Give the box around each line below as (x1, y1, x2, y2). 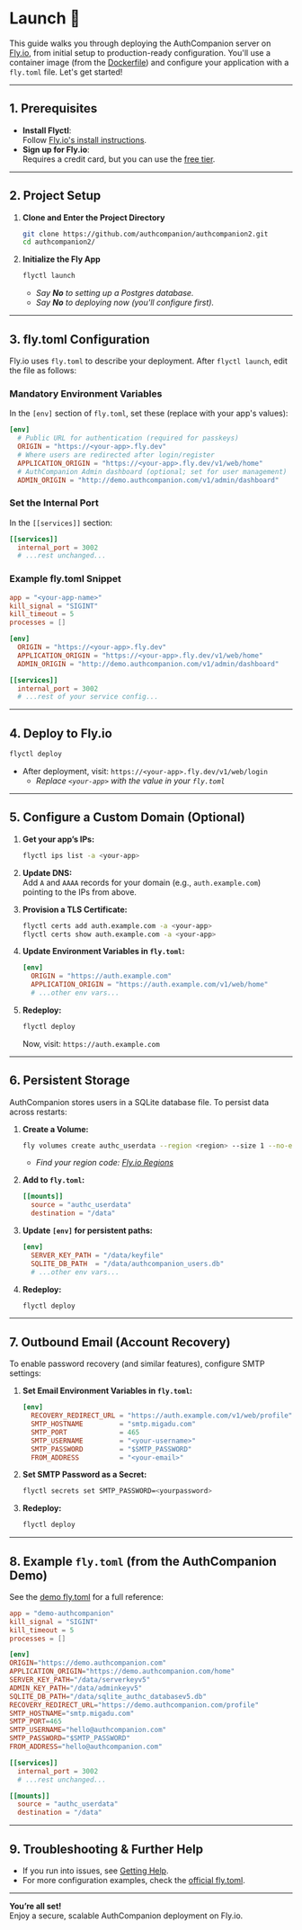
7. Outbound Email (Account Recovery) (9, 1335, 231, 1350)
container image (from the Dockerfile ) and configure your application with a (9, 57, 289, 67)
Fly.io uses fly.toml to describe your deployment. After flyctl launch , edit (9, 355, 288, 366)
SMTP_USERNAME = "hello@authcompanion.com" (9, 1726, 167, 1735)
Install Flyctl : (22, 125, 72, 136)
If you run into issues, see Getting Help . (22, 1865, 169, 1876)
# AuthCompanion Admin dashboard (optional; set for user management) (17, 467, 288, 476)
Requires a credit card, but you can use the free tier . (22, 153, 216, 165)
